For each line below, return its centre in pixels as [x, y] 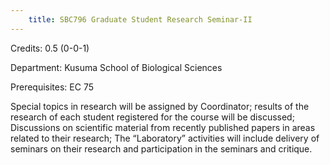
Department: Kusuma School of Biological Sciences [116, 67]
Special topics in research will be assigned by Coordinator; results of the [160, 106]
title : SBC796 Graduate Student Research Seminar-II [140, 19]
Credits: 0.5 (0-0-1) [50, 48]
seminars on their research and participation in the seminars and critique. [161, 148]
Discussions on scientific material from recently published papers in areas [163, 127]
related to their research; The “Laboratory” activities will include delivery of [165, 138]
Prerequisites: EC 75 [52, 87]
